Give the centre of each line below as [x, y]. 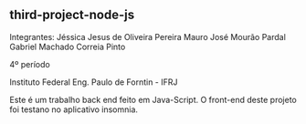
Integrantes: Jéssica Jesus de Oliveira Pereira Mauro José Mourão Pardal [148, 36]
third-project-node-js [72, 15]
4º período [30, 64]
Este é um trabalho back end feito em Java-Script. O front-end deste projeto [153, 99]
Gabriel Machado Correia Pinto [68, 46]
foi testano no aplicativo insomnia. [74, 109]
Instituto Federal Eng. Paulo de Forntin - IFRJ [94, 82]
